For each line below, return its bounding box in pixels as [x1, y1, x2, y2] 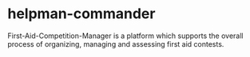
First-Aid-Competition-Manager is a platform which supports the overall [7, 31, 244, 40]
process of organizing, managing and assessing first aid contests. [7, 39, 224, 48]
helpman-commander [7, 5, 156, 23]
